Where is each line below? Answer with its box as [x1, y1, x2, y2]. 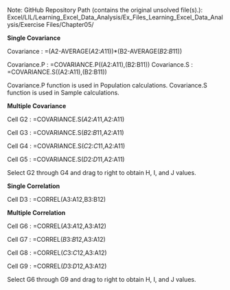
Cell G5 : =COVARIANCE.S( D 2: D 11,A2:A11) [7, 155, 125, 163]
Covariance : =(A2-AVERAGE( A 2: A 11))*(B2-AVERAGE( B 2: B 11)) [7, 48, 183, 55]
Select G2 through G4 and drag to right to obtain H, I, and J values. [7, 169, 197, 176]
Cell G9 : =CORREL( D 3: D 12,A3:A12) [7, 262, 107, 270]
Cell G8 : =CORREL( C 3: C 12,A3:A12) [7, 249, 108, 257]
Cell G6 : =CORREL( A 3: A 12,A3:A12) [7, 222, 106, 230]
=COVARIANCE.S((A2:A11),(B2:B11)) [7, 68, 108, 76]
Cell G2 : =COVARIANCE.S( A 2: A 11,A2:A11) [7, 115, 125, 123]
